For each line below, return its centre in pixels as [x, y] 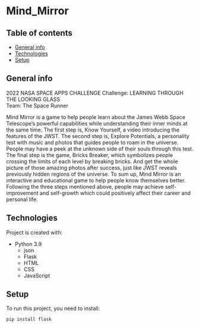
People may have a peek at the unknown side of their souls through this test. [100, 149]
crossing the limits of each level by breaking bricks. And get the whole [92, 161]
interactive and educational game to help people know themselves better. [96, 180]
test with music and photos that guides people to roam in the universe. [92, 142]
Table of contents [39, 33]
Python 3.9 [28, 244]
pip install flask [29, 320]
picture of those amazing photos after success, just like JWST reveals [91, 167]
